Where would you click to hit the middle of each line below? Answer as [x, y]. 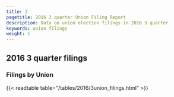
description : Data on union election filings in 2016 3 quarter [87, 23]
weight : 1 [18, 34]
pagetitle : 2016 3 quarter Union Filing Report [66, 17]
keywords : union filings [37, 28]
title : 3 [17, 12]
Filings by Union [30, 75]
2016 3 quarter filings [47, 58]
